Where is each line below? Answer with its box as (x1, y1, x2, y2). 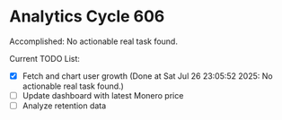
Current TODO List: (9, 53, 81, 64)
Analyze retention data (22, 100, 107, 111)
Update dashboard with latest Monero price (22, 90, 184, 100)
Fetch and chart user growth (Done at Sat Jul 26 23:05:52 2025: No (22, 70, 273, 81)
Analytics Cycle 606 (9, 6, 165, 27)
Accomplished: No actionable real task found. (9, 36, 178, 47)
